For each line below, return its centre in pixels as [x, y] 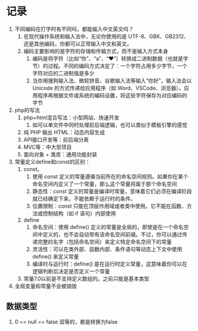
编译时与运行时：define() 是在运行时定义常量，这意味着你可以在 [110, 264]
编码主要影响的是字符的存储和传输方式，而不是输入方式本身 [96, 51]
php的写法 [27, 110]
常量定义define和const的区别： [52, 162]
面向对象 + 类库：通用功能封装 [60, 154]
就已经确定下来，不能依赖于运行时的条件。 [84, 198]
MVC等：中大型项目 [47, 147]
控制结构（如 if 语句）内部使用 [79, 213]
